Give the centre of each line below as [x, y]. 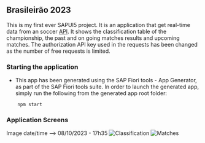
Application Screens [37, 120]
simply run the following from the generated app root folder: [91, 93]
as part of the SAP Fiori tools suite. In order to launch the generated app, [107, 87]
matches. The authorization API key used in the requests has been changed [102, 44]
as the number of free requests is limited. [58, 51]
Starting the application [42, 67]
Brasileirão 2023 [39, 10]
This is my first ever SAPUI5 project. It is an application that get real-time [98, 25]
